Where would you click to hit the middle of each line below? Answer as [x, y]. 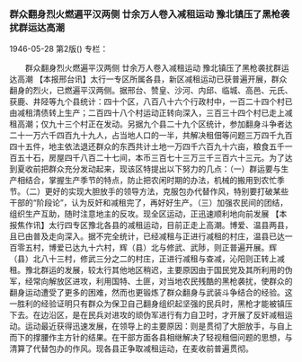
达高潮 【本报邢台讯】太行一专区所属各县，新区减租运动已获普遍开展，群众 [148, 79]
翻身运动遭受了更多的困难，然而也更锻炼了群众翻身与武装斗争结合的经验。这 [151, 293]
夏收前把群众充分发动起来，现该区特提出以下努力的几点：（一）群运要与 [149, 169]
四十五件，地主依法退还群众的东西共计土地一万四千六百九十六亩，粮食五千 [147, 146]
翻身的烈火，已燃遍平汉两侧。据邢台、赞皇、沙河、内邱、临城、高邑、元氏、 [151, 91]
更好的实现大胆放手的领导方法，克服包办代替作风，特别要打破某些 [167, 191]
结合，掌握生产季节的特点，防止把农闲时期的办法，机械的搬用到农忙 [151, 181]
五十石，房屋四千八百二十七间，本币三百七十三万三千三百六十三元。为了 [151, 158]
